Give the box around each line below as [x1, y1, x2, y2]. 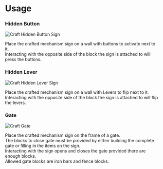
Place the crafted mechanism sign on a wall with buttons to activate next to [5, 41, 156, 47]
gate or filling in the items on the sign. [5, 143, 81, 149]
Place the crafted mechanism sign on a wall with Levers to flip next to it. [5, 89, 149, 95]
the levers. [5, 100, 26, 106]
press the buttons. [5, 57, 42, 63]
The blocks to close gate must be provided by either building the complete [5, 138, 154, 144]
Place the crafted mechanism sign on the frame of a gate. [5, 132, 121, 138]
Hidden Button [5, 21, 40, 27]
